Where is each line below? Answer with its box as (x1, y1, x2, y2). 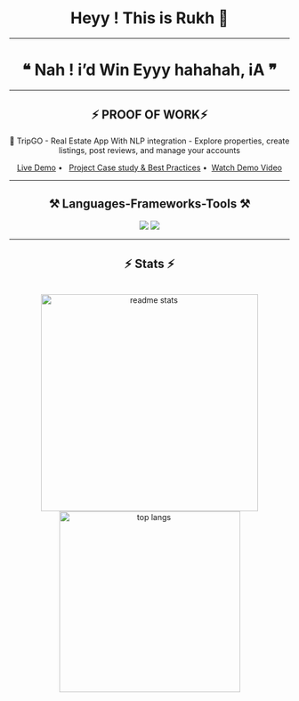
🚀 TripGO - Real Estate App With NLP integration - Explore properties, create (9, 135, 290, 146)
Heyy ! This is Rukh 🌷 (70, 8, 229, 29)
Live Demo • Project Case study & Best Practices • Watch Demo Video (16, 162, 283, 173)
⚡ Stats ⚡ (124, 256, 175, 271)
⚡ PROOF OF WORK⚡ (91, 107, 208, 123)
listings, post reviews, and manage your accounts (59, 144, 240, 155)
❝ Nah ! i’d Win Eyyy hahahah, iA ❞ (21, 60, 278, 80)
